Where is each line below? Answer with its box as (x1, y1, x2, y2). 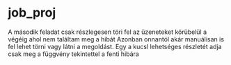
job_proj (8, 5, 56, 21)
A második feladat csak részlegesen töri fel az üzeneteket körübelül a (8, 28, 207, 36)
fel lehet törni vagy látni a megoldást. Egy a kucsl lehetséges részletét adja (8, 42, 222, 50)
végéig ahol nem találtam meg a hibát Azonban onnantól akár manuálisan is (8, 35, 225, 43)
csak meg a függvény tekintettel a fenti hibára (8, 50, 140, 58)
